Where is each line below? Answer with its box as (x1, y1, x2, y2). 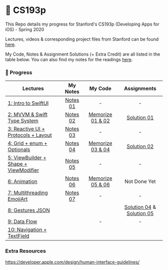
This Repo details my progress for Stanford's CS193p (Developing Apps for (5, 21, 159, 27)
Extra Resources (5, 247, 46, 254)
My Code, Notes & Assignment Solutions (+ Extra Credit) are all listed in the (5, 51, 160, 57)
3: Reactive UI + (7, 125, 45, 132)
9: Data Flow (7, 218, 37, 225)
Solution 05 (126, 210, 154, 217)
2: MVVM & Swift (7, 111, 47, 118)
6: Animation (7, 178, 37, 185)
